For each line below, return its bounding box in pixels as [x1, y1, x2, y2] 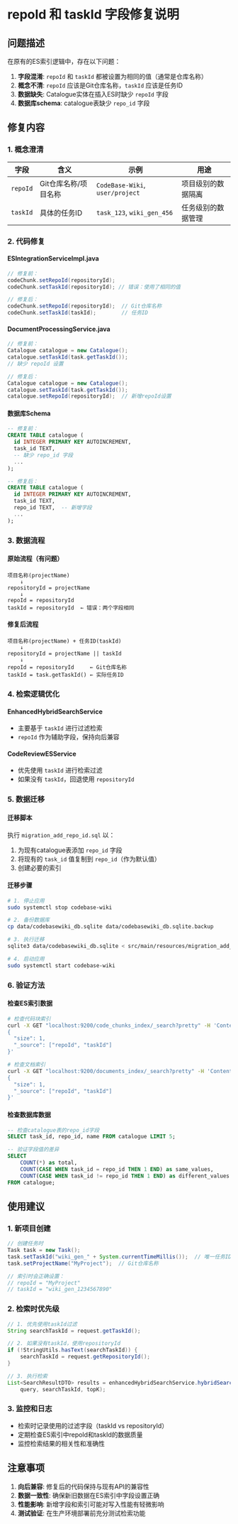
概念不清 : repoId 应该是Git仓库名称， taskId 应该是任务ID [17, 81, 183, 89]
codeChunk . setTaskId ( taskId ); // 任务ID [7, 310, 149, 317]
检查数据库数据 [7, 1110, 51, 1118]
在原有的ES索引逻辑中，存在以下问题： [7, 58, 121, 65]
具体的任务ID [40, 207, 83, 217]
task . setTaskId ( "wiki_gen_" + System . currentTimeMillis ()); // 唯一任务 [7, 1253, 225, 1261]
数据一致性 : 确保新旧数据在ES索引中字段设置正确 [17, 1491, 160, 1499]
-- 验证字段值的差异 [7, 1146, 59, 1153]
